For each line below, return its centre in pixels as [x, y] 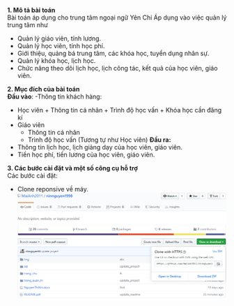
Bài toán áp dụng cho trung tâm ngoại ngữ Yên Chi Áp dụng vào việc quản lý [117, 17]
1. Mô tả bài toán [31, 10]
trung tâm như [28, 25]
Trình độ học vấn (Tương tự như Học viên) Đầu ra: [99, 140]
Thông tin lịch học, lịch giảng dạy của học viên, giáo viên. [100, 147]
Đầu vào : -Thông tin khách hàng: [55, 96]
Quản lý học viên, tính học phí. [61, 46]
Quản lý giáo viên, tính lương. [59, 38]
